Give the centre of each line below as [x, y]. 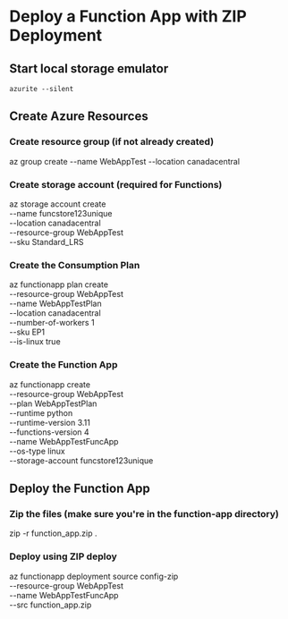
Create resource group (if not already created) [112, 142]
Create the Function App [64, 365]
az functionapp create [50, 384]
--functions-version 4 [49, 432]
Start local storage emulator [89, 68]
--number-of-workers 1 [52, 323]
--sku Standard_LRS [47, 242]
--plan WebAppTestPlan [53, 403]
